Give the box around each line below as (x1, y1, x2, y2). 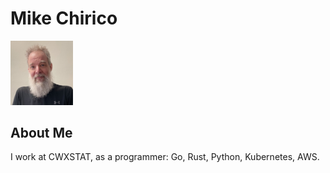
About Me (10, 124, 73, 141)
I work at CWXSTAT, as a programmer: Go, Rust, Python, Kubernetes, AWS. (10, 151, 320, 163)
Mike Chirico (10, 7, 118, 30)
